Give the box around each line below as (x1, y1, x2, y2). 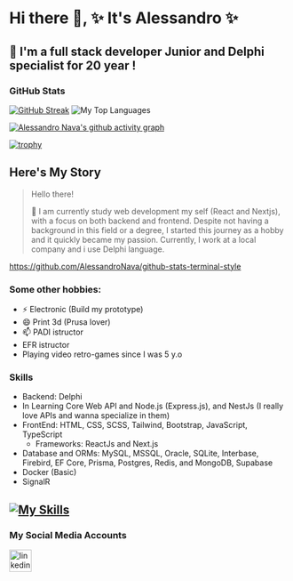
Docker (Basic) (21, 467, 77, 478)
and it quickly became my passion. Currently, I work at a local (30, 234, 257, 245)
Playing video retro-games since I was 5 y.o (21, 349, 183, 359)
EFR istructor (21, 339, 70, 350)
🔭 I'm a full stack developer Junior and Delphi (9, 44, 265, 59)
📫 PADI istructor (21, 327, 84, 337)
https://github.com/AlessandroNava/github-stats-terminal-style (9, 261, 242, 271)
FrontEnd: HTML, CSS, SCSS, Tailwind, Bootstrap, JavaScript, (21, 420, 249, 431)
